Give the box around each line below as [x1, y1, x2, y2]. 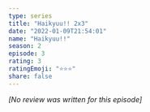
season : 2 [8, 42, 42, 50]
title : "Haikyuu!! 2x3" [8, 19, 89, 28]
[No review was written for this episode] [8, 94, 143, 104]
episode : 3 [8, 50, 45, 58]
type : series [8, 11, 53, 20]
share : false [8, 72, 53, 80]
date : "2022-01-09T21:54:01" [8, 27, 107, 35]
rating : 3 [8, 58, 42, 66]
